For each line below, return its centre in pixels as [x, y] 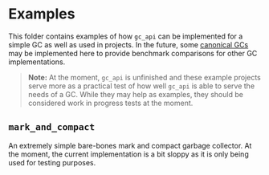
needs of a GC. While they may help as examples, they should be [135, 94]
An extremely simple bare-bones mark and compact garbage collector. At [130, 145]
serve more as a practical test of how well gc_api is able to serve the [141, 86]
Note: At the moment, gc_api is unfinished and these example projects [144, 77]
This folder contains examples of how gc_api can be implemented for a [126, 36]
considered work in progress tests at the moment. [110, 103]
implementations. [37, 62]
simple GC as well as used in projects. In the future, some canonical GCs [128, 44]
